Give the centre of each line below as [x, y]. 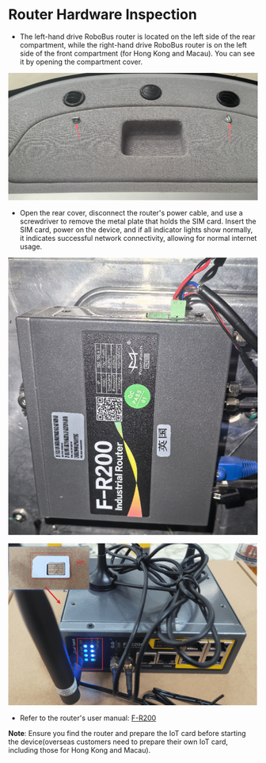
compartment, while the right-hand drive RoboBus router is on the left [133, 44]
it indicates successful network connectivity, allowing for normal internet [138, 238]
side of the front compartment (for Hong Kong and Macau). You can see [137, 53]
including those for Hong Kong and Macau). [80, 750]
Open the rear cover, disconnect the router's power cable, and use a [131, 213]
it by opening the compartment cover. [81, 62]
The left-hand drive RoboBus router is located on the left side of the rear [137, 36]
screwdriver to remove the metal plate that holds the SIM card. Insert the [138, 221]
